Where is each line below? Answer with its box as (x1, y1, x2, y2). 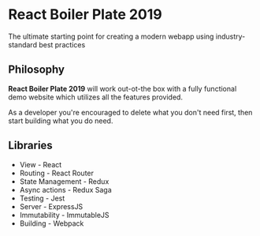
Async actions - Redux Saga (19, 185, 112, 194)
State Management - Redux (19, 176, 110, 186)
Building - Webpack (19, 219, 84, 228)
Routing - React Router (19, 168, 95, 178)
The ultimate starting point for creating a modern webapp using (8, 32, 214, 41)
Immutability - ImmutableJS (19, 210, 110, 219)
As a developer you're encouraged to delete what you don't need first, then (8, 107, 253, 117)
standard (8, 39, 38, 49)
